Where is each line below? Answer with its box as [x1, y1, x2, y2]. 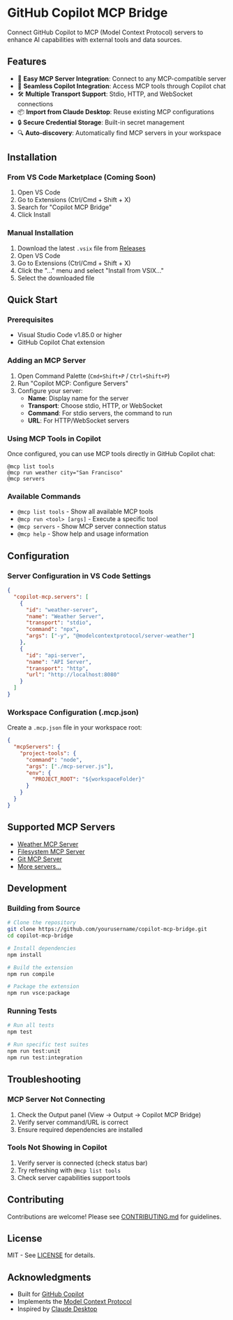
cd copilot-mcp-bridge [7, 932, 73, 939]
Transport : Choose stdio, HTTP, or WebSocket [27, 401, 163, 410]
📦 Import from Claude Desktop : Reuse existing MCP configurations [17, 107, 215, 116]
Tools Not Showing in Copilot [7, 1142, 107, 1152]
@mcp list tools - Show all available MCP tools [17, 507, 153, 516]
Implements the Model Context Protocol [17, 1298, 133, 1306]
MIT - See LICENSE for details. [7, 1251, 96, 1260]
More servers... [17, 862, 61, 870]
